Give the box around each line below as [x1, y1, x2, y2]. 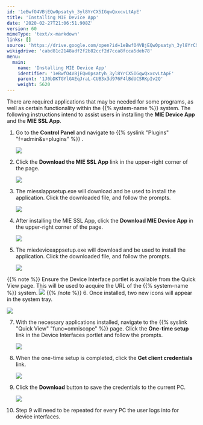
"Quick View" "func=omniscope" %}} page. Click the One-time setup [15, 325, 189, 332]
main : [12, 59, 27, 65]
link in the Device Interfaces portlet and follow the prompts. [15, 332, 163, 338]
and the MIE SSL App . [7, 117, 62, 124]
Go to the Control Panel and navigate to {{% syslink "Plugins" [15, 129, 169, 136]
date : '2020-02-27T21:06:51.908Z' [7, 20, 94, 26]
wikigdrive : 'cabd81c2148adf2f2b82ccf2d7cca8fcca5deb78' [7, 48, 153, 54]
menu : [7, 54, 20, 60]
